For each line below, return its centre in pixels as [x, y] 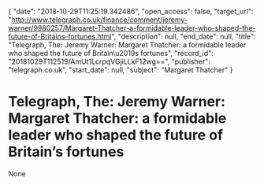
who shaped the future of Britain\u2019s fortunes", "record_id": [111, 53]
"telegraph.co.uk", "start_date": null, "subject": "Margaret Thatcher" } [121, 70]
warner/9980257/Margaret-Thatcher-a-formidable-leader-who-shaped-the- [132, 28]
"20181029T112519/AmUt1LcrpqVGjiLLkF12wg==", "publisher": [109, 61]
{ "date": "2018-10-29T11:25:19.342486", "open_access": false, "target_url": [131, 11]
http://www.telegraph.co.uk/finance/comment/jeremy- [99, 20]
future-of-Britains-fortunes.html [60, 36]
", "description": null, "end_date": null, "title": [184, 36]
